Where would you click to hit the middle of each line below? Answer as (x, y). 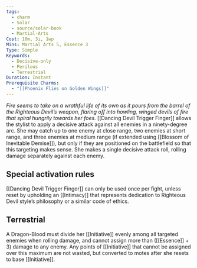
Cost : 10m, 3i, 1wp (30, 39)
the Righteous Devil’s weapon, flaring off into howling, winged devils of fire (97, 112)
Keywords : (18, 56)
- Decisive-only (31, 61)
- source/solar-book (37, 28)
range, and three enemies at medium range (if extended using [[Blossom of (98, 137)
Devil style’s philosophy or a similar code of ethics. (68, 201)
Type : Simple (22, 50)
